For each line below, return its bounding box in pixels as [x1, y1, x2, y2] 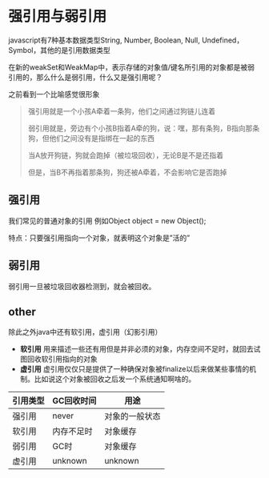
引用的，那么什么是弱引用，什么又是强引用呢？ [8, 72, 163, 82]
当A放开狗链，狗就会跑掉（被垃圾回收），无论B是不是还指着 [27, 150, 224, 160]
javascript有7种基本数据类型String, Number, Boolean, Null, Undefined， [8, 35, 244, 45]
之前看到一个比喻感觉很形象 [8, 89, 100, 98]
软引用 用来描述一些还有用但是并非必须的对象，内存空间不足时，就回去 [19, 344, 254, 354]
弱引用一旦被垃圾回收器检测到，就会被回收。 [8, 281, 156, 291]
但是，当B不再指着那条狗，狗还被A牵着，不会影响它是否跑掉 [27, 167, 227, 177]
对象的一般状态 [103, 411, 161, 422]
